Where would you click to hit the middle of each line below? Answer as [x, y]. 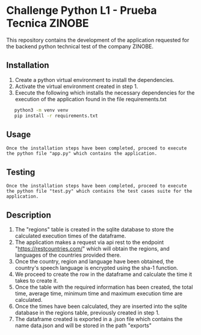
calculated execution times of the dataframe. [70, 236]
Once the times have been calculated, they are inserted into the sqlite [101, 306]
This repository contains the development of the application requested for [98, 40]
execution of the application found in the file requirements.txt [91, 99]
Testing [21, 172]
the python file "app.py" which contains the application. [82, 154]
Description [29, 215]
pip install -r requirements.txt [56, 116]
